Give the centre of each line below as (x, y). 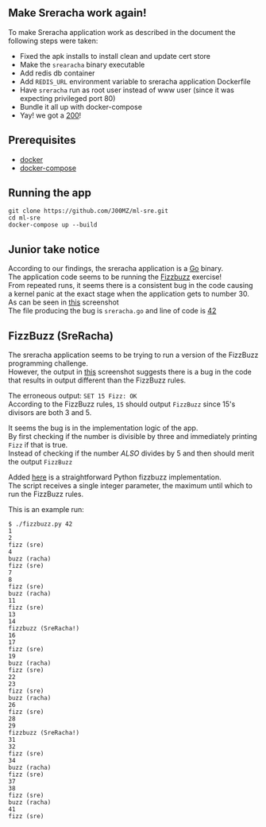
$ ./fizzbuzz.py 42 (40, 524)
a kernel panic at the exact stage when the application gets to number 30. (129, 294)
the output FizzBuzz (40, 462)
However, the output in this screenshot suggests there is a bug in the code (130, 372)
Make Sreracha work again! (77, 13)
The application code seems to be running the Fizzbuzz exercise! (115, 277)
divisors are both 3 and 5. (50, 413)
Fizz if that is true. (38, 445)
